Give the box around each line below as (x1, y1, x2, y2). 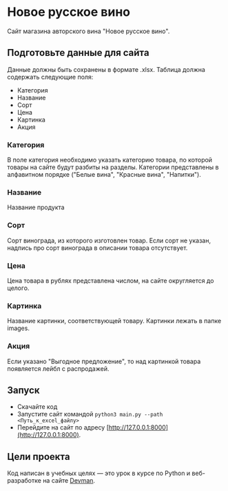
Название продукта (7, 203, 65, 211)
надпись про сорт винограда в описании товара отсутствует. (7, 243, 188, 252)
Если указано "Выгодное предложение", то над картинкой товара (7, 357, 201, 365)
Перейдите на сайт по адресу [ (17, 423, 109, 432)
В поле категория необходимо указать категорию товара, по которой (7, 156, 212, 164)
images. (7, 324, 30, 332)
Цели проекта (7, 450, 70, 463)
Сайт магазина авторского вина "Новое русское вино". (7, 27, 170, 35)
